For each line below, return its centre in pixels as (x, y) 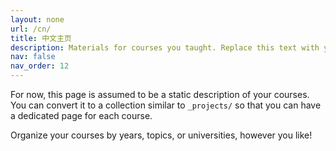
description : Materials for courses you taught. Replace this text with (165, 47)
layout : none (37, 19)
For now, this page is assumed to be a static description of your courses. (160, 94)
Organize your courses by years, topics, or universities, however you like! (161, 135)
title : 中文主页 (41, 38)
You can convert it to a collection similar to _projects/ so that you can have (166, 105)
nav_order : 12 (40, 66)
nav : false (33, 57)
